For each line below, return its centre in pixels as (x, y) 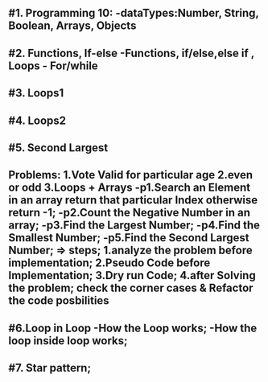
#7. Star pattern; (49, 368)
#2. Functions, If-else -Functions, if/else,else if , (132, 53)
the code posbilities (59, 301)
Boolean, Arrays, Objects (72, 26)
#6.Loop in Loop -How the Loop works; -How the (133, 328)
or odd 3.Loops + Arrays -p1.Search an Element (130, 188)
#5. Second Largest (58, 148)
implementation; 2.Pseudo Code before (109, 263)
